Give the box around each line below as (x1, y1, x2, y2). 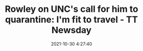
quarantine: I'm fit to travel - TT (4, 14, 138, 25)
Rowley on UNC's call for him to (4, 3, 138, 15)
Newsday (51, 25, 91, 36)
